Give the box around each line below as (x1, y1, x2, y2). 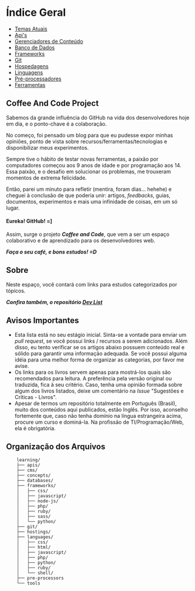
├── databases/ (16, 478, 54, 484)
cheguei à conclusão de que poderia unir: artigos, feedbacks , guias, (6, 191, 171, 199)
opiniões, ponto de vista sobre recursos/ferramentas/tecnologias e (6, 138, 167, 145)
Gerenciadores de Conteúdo (14, 38, 84, 45)
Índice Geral (6, 6, 66, 19)
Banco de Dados (14, 44, 55, 51)
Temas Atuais (14, 25, 48, 32)
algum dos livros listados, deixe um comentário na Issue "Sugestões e (14, 387, 184, 394)
